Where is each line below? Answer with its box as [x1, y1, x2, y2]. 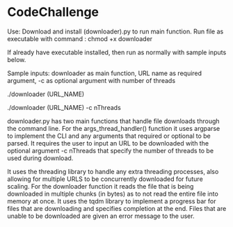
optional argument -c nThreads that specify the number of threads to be [7, 146, 214, 155]
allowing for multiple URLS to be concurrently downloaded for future [7, 175, 203, 183]
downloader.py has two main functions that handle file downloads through [7, 116, 220, 125]
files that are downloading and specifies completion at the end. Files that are [7, 204, 227, 212]
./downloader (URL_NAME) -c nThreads [7, 103, 122, 111]
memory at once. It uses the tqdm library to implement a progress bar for [7, 196, 217, 205]
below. [7, 55, 26, 63]
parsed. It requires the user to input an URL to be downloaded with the [7, 139, 209, 147]
